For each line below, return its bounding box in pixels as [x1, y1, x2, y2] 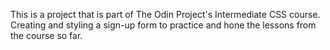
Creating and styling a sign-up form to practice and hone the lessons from [10, 19, 317, 31]
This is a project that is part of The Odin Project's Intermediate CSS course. [10, 9, 321, 20]
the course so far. [10, 30, 83, 41]
